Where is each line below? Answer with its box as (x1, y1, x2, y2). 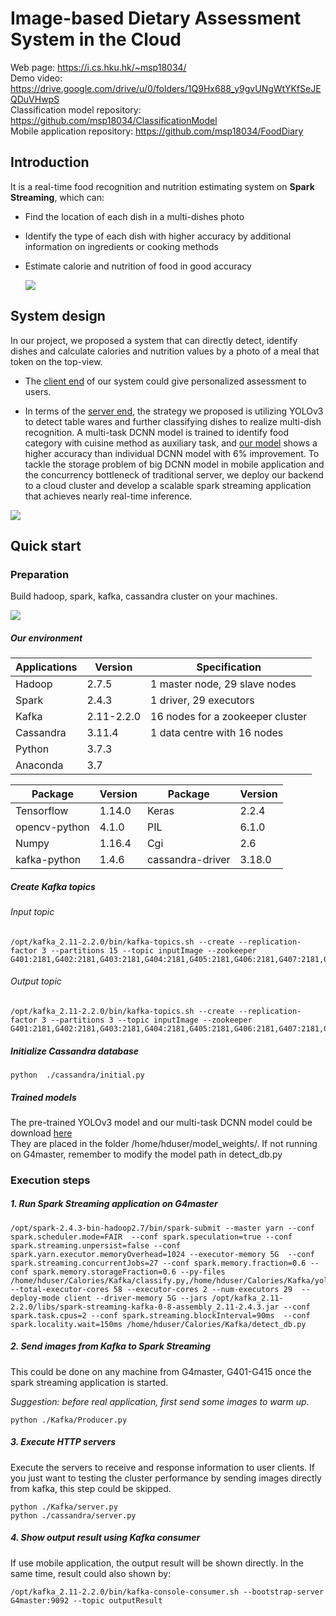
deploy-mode (10, 1293, 60, 1303)
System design (10, 308, 106, 325)
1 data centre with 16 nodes (150, 726, 284, 740)
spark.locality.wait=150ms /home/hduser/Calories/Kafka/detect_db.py (10, 1319, 307, 1329)
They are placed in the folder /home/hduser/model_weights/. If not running (10, 1137, 318, 1149)
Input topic (10, 906, 55, 918)
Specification (196, 660, 262, 674)
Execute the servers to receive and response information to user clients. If (10, 1461, 316, 1473)
